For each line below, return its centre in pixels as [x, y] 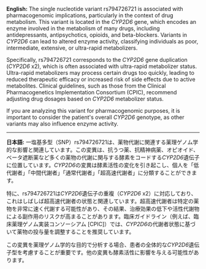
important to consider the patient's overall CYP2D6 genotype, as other [95, 117]
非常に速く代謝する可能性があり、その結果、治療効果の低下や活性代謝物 [108, 209]
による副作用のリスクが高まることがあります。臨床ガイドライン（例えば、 [100, 216]
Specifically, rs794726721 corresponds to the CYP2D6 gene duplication [97, 60]
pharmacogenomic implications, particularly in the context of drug [90, 15]
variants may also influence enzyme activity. [62, 124]
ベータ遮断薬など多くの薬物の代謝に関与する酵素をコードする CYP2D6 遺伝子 [103, 157]
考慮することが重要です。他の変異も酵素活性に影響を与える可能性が [108, 252]
